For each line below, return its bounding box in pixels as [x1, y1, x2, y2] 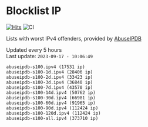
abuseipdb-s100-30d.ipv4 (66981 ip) [6, 95, 96, 101]
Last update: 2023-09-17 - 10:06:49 [6, 52, 93, 59]
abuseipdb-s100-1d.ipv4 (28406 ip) [6, 69, 93, 75]
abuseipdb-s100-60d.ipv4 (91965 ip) [6, 100, 96, 106]
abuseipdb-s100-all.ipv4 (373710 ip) [6, 115, 99, 121]
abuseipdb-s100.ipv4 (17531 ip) [6, 63, 85, 70]
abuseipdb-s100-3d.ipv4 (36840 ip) [6, 79, 93, 85]
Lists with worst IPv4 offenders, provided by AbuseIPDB [6, 35, 142, 42]
